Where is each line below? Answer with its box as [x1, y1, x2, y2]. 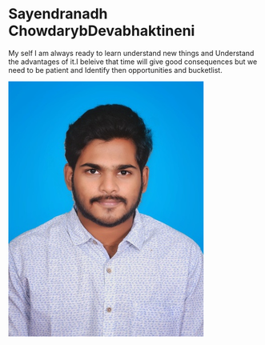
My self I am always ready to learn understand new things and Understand [8, 48, 255, 58]
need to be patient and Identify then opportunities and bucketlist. [8, 65, 223, 74]
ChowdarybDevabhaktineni [8, 22, 195, 40]
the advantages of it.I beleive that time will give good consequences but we [8, 57, 258, 66]
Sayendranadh [8, 5, 108, 23]
